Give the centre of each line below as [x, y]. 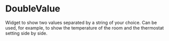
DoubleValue [33, 9]
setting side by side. [26, 33]
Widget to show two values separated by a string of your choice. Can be [81, 22]
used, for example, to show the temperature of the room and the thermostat [84, 27]
